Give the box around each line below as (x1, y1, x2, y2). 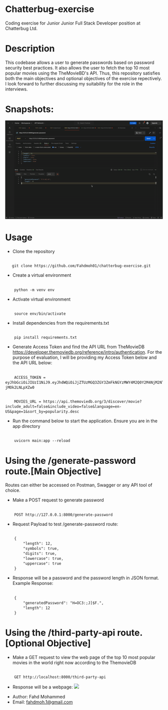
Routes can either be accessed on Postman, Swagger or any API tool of (5, 482, 152, 488)
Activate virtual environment (12, 296, 71, 302)
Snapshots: (5, 104, 54, 115)
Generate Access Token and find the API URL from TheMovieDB (12, 344, 145, 350)
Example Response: (12, 580, 53, 586)
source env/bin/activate (14, 311, 66, 316)
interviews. (5, 86, 28, 92)
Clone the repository (12, 248, 55, 254)
